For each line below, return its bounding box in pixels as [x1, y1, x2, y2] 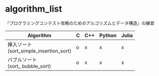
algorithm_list [5, 3, 62, 15]
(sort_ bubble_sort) [7, 62, 51, 69]
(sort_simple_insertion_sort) [7, 47, 72, 54]
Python [99, 32, 117, 38]
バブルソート [7, 56, 38, 63]
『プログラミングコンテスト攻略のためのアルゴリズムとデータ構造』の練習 [5, 20, 155, 26]
